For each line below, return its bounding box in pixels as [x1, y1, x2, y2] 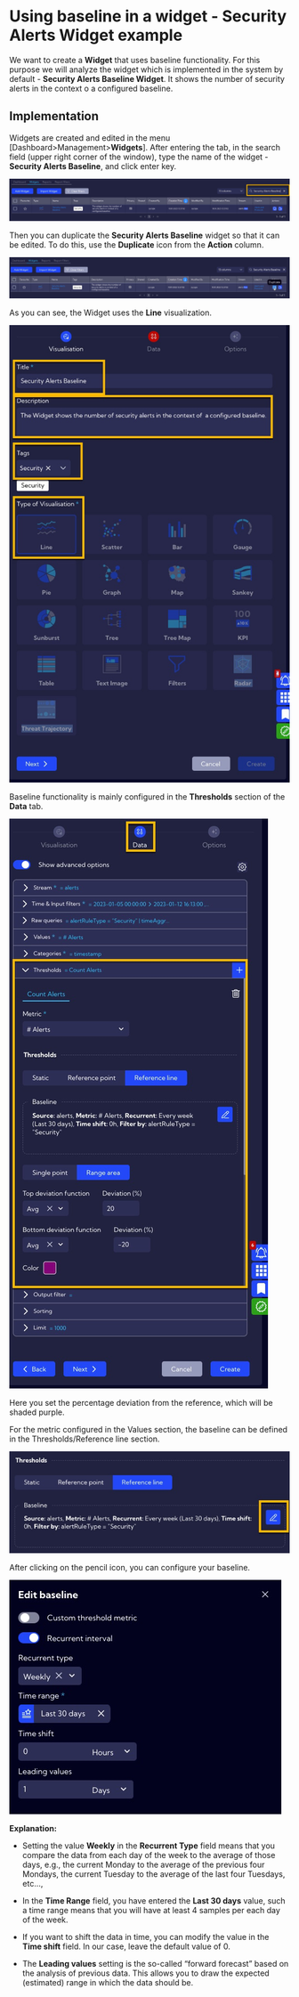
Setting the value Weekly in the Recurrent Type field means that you [21, 1840, 276, 1851]
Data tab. [9, 801, 44, 812]
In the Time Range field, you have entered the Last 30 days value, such [21, 1895, 287, 1906]
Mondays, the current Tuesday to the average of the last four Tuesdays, [21, 1868, 286, 1879]
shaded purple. [9, 1407, 65, 1417]
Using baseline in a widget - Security [9, 6, 287, 27]
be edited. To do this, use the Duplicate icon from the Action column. [9, 239, 264, 250]
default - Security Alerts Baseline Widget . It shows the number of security [9, 73, 285, 84]
